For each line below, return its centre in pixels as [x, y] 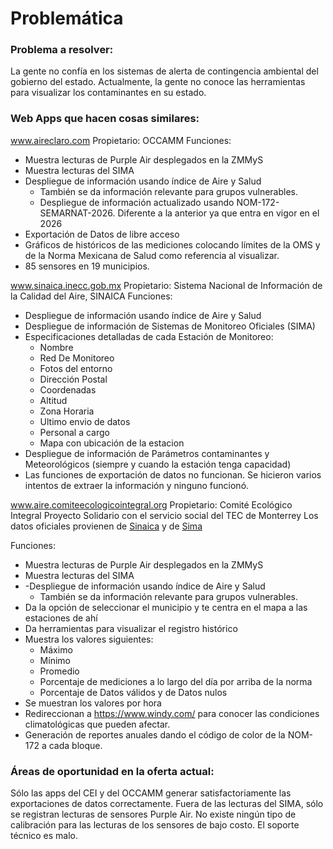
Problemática [67, 18]
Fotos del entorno [76, 368]
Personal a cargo [74, 432]
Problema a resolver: [62, 50]
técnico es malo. [44, 836]
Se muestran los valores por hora [93, 703]
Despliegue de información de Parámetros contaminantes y [147, 453]
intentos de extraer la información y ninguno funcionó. [137, 485]
